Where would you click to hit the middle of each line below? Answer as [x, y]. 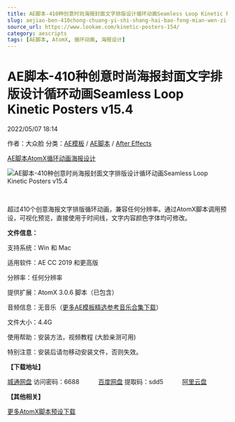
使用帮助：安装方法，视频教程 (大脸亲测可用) [72, 337]
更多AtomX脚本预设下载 [42, 411]
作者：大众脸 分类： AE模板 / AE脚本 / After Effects [79, 144]
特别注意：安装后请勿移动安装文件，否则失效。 [74, 352]
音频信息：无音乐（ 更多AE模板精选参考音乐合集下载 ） [85, 307]
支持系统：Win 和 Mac [39, 248]
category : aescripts [37, 33]
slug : [15, 20]
